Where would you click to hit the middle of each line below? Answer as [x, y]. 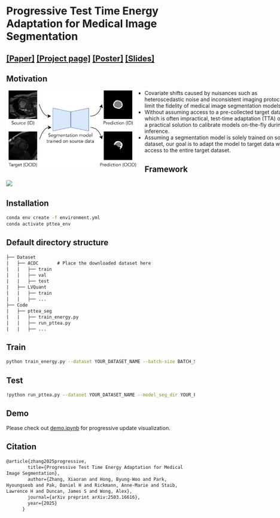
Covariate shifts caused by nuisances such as [201, 93]
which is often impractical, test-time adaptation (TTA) [210, 118]
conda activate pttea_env [38, 224]
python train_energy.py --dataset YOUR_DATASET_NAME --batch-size [91, 362]
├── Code [17, 305]
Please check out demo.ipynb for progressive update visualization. [88, 428]
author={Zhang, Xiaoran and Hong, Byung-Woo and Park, [98, 479]
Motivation [27, 79]
